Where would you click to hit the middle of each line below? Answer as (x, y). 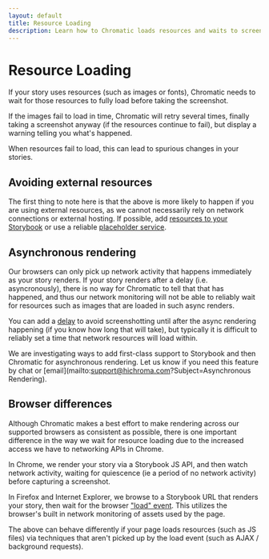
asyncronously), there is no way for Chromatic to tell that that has (116, 288)
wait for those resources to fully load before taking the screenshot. (118, 101)
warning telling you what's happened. (70, 134)
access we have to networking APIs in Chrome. (86, 449)
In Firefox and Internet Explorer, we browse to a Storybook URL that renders (133, 497)
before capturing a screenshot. (59, 481)
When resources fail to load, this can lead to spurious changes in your (124, 149)
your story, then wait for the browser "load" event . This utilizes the (118, 505)
